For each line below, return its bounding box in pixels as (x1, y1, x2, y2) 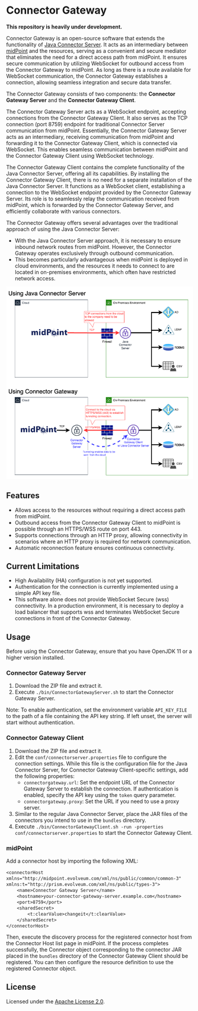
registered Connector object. (6, 965, 77, 972)
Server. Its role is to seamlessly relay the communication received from (6, 195, 180, 202)
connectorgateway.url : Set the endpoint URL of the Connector (23, 779, 175, 786)
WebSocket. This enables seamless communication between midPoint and (6, 146, 189, 153)
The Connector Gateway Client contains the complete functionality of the (6, 164, 185, 171)
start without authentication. (6, 719, 75, 726)
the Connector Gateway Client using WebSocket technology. (6, 152, 154, 159)
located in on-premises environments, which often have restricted (14, 268, 176, 276)
